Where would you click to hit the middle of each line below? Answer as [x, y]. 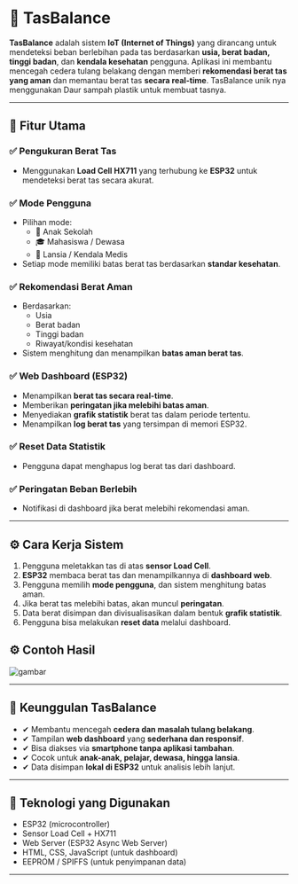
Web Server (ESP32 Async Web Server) [95, 843]
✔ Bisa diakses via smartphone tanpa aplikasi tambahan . [128, 747]
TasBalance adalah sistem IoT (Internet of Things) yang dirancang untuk [143, 43]
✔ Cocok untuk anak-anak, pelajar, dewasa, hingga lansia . [131, 757]
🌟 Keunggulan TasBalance [83, 708]
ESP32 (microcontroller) [66, 825]
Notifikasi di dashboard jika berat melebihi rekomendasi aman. [136, 508]
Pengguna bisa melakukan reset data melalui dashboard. [126, 622]
